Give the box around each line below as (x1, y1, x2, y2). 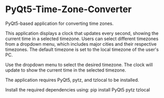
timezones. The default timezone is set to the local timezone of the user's (5, 46, 159, 52)
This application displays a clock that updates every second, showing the (5, 30, 159, 36)
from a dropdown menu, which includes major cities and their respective (5, 41, 157, 47)
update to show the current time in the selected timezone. (5, 67, 126, 73)
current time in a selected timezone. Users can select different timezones (5, 36, 159, 42)
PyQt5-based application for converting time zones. (5, 20, 114, 26)
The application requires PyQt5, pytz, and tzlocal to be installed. (5, 77, 140, 83)
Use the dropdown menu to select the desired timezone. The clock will (5, 61, 153, 68)
